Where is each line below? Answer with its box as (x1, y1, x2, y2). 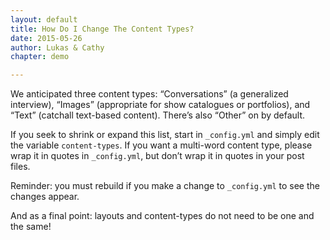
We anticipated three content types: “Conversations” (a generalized (10, 88, 289, 100)
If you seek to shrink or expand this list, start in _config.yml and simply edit (10, 129, 320, 141)
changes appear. (10, 191, 80, 203)
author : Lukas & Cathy (10, 42, 105, 53)
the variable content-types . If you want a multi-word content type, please (10, 139, 313, 151)
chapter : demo (10, 52, 70, 62)
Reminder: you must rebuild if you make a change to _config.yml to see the (10, 180, 320, 192)
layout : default (10, 14, 78, 25)
